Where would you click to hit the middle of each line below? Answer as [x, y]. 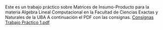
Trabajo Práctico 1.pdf [28, 22]
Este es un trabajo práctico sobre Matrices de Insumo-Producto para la [77, 7]
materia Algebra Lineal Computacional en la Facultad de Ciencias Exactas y [82, 12]
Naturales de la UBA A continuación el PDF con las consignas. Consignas [80, 17]
